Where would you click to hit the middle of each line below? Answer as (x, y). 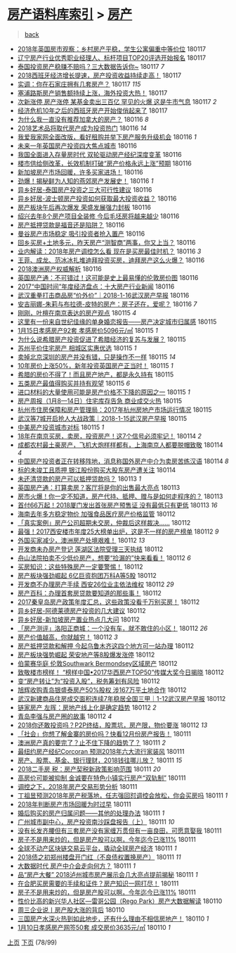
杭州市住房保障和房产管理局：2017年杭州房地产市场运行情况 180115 (114, 410)
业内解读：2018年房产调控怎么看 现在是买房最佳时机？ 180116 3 (109, 251)
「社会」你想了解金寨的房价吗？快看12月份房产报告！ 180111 (104, 733)
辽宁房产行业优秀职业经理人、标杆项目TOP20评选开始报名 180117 (111, 58)
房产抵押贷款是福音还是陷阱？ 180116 (71, 225)
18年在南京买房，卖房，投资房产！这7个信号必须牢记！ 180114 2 (110, 436)
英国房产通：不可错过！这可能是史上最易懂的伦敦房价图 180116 (108, 277)
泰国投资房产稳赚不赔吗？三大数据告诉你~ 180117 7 (91, 66)
